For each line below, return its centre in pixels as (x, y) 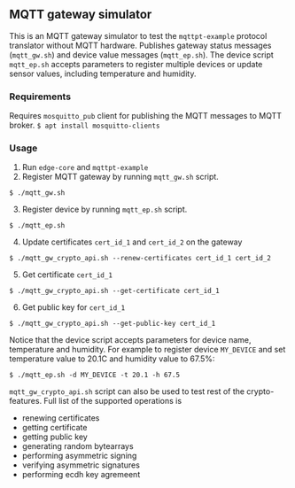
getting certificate (54, 428)
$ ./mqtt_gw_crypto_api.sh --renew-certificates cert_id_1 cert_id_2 (140, 259)
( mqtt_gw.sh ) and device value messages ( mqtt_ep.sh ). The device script (142, 54)
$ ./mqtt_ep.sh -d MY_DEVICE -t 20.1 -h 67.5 (94, 376)
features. (26, 401)
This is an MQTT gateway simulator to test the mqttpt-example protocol (138, 35)
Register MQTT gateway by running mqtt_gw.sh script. (120, 177)
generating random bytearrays (78, 446)
